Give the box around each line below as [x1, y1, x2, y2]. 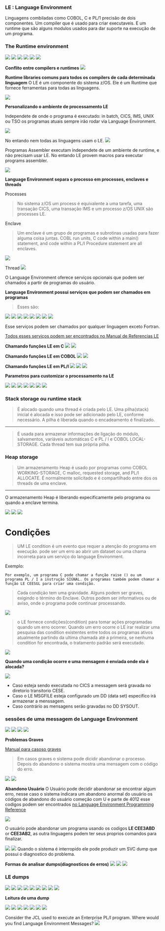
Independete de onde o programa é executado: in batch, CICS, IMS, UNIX [5, 113, 154, 119]
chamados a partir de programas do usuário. [5, 279, 96, 286]
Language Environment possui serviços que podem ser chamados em [5, 289, 151, 295]
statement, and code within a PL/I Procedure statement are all [17, 240, 142, 246]
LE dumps [5, 874, 29, 880]
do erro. [17, 766, 33, 772]
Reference [5, 807, 26, 813]
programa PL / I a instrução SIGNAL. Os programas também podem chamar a [5, 577, 160, 582]
